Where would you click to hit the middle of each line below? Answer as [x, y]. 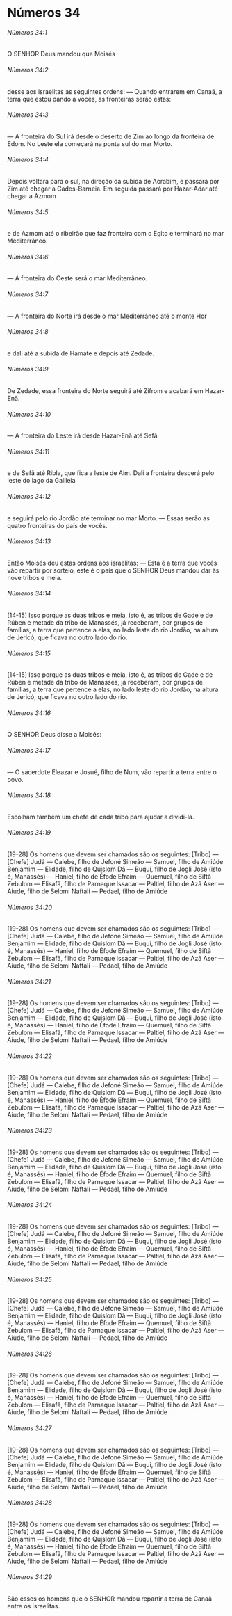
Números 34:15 [29, 653]
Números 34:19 [29, 833]
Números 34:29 [30, 1577]
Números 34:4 [28, 160]
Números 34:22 [30, 1056]
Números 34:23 [30, 1130]
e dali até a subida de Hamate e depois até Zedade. [81, 353]
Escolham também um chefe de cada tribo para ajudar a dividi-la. [101, 817]
